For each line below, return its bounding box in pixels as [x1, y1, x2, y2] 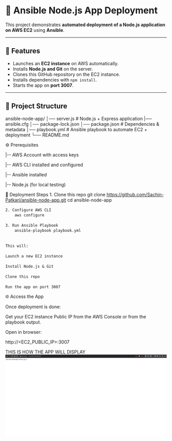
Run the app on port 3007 [5, 284, 60, 289]
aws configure [14, 212, 45, 217]
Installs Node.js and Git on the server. [12, 66, 93, 72]
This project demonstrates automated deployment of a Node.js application [5, 22, 165, 28]
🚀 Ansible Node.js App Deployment [5, 5, 158, 16]
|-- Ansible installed [5, 171, 47, 177]
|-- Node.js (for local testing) [5, 182, 66, 188]
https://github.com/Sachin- [106, 191, 164, 197]
